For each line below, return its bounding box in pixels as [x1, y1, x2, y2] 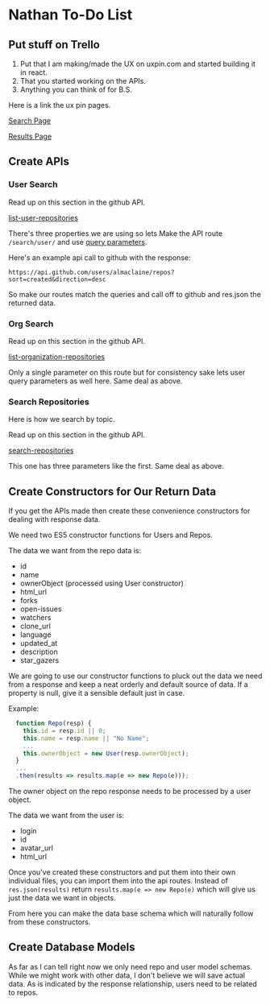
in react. [19, 68, 48, 77]
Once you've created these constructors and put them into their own [8, 867, 236, 877]
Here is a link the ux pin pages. [8, 101, 111, 110]
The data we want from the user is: [8, 811, 125, 821]
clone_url [19, 622, 51, 631]
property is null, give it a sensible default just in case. [8, 689, 185, 698]
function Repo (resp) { [15, 719, 92, 728]
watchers [19, 613, 52, 622]
